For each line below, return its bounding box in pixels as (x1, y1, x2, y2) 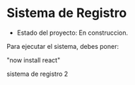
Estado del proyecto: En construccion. (16, 28, 129, 37)
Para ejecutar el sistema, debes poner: (6, 42, 119, 50)
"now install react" (6, 55, 61, 64)
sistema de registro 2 (6, 69, 69, 78)
